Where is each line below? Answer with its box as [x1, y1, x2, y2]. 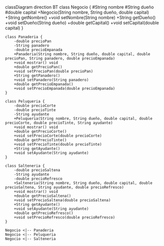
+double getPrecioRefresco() [14, 211, 74, 216]
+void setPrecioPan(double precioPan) [14, 69, 93, 74]
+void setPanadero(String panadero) [14, 78, 89, 82]
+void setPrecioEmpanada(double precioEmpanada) [14, 86, 115, 91]
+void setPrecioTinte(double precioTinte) [14, 142, 102, 147]
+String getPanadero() [14, 73, 60, 78]
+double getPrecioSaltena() [14, 193, 71, 198]
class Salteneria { [5, 164, 45, 168]
